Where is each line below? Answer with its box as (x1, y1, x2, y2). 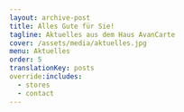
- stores (17, 80, 51, 89)
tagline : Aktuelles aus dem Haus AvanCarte (9, 30, 176, 39)
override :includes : (9, 72, 83, 81)
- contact (17, 89, 54, 98)
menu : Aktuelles (9, 47, 70, 56)
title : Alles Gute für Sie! (9, 22, 115, 31)
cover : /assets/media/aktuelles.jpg (9, 38, 147, 48)
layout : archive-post (9, 13, 91, 23)
